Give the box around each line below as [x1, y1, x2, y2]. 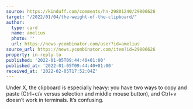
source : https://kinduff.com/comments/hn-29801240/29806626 [6, 8, 156, 15]
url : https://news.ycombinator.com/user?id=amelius [11, 41, 140, 47]
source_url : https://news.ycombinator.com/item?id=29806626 [6, 47, 156, 52]
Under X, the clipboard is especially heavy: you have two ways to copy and [6, 84, 187, 91]
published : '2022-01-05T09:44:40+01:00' [6, 57, 106, 63]
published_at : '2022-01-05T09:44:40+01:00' [6, 62, 114, 69]
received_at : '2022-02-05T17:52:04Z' [6, 68, 98, 74]
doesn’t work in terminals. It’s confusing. [6, 97, 104, 104]
